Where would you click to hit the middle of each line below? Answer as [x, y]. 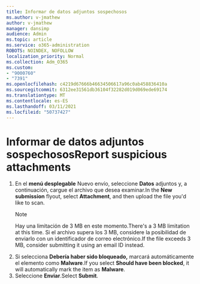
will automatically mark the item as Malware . [70, 270]
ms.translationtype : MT [36, 95]
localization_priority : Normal [45, 56]
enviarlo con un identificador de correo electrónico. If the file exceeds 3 [103, 239]
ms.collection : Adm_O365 [37, 62]
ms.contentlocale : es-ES [37, 101]
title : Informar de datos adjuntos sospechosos [67, 12]
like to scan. [30, 203]
